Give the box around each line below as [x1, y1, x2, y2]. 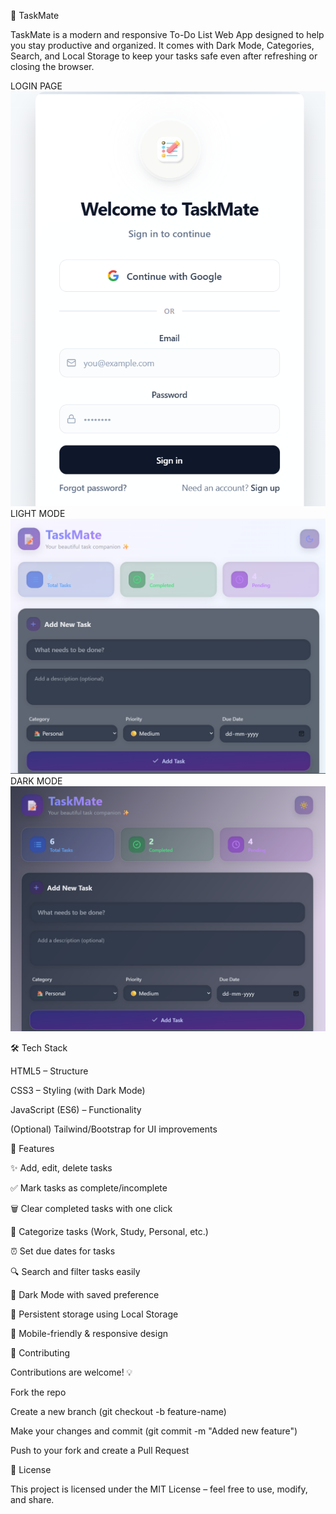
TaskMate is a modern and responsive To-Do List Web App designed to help [10, 29, 325, 40]
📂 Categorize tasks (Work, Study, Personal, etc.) [10, 1226, 209, 1238]
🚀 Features [10, 1143, 55, 1155]
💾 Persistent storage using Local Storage [10, 1308, 179, 1320]
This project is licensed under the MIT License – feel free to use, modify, [10, 1483, 308, 1495]
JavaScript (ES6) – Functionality [10, 1104, 142, 1116]
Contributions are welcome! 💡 [10, 1366, 133, 1379]
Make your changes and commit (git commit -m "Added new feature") [10, 1425, 298, 1437]
